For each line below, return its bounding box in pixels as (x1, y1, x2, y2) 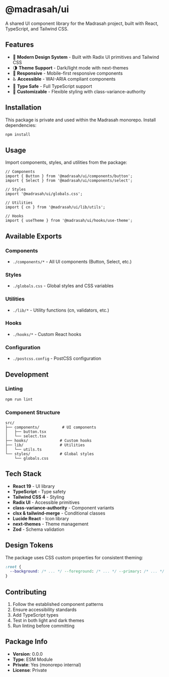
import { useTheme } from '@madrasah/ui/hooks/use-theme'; (5, 218, 133, 223)
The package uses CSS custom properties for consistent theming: (5, 554, 144, 560)
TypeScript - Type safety (12, 488, 66, 494)
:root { (5, 564, 22, 569)
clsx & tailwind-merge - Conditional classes (12, 510, 106, 516)
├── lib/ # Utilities (5, 443, 85, 448)
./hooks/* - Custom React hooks (12, 331, 82, 337)
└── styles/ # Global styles (5, 451, 94, 456)
